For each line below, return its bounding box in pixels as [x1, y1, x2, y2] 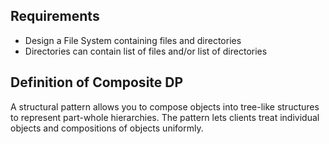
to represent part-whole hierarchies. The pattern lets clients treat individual [10, 111, 320, 123]
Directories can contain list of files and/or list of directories [24, 45, 268, 57]
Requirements [10, 8, 100, 25]
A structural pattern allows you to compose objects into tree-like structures [10, 100, 320, 113]
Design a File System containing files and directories [24, 34, 242, 46]
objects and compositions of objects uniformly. [10, 122, 204, 134]
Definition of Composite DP [10, 74, 184, 91]
